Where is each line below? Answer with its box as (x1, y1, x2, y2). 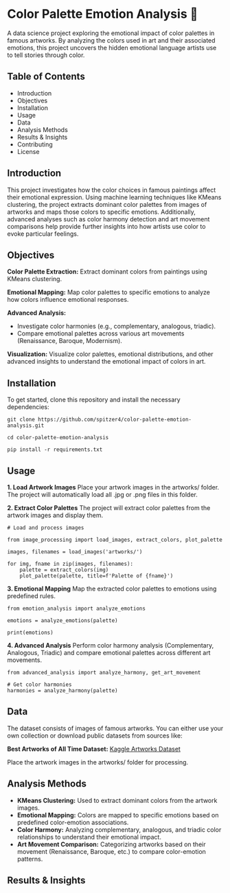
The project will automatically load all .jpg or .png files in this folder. (7, 491, 198, 498)
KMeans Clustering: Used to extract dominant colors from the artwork (16, 796, 218, 804)
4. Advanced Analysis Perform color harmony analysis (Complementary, (7, 641, 214, 649)
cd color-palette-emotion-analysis (7, 434, 109, 441)
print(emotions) (7, 629, 54, 636)
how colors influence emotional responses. (7, 296, 129, 304)
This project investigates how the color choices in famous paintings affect (7, 186, 216, 194)
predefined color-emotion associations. (16, 818, 129, 826)
